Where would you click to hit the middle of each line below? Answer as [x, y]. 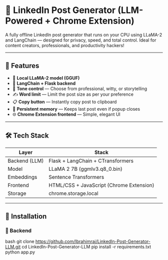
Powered [24, 21]
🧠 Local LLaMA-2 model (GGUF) [46, 78]
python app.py [20, 252]
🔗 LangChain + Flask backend [44, 83]
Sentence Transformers [76, 177]
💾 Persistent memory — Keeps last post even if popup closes [76, 109]
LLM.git [13, 247]
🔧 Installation [26, 216]
